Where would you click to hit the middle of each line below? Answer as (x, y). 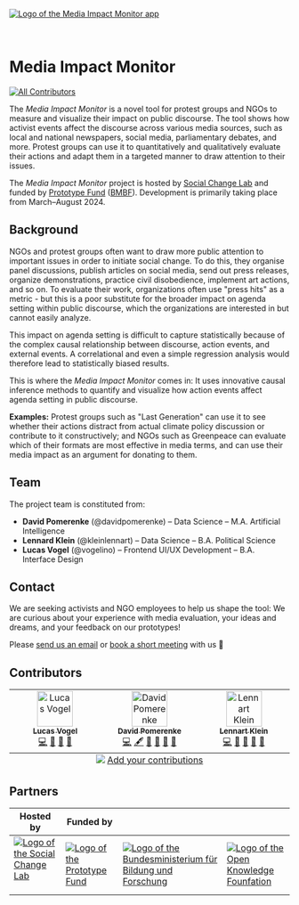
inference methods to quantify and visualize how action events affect (136, 390)
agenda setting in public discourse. (73, 399)
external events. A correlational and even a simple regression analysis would (149, 354)
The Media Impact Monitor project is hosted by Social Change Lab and (139, 183)
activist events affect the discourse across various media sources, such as (146, 127)
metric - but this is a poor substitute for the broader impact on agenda (138, 298)
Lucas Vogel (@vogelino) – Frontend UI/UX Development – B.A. (138, 550)
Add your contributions (155, 760)
